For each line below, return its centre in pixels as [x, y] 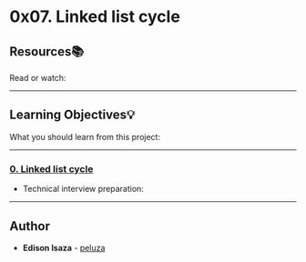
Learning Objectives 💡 [72, 115]
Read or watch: [38, 78]
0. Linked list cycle [51, 168]
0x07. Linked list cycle [95, 17]
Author [30, 226]
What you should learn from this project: [85, 136]
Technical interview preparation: [83, 189]
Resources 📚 [47, 51]
